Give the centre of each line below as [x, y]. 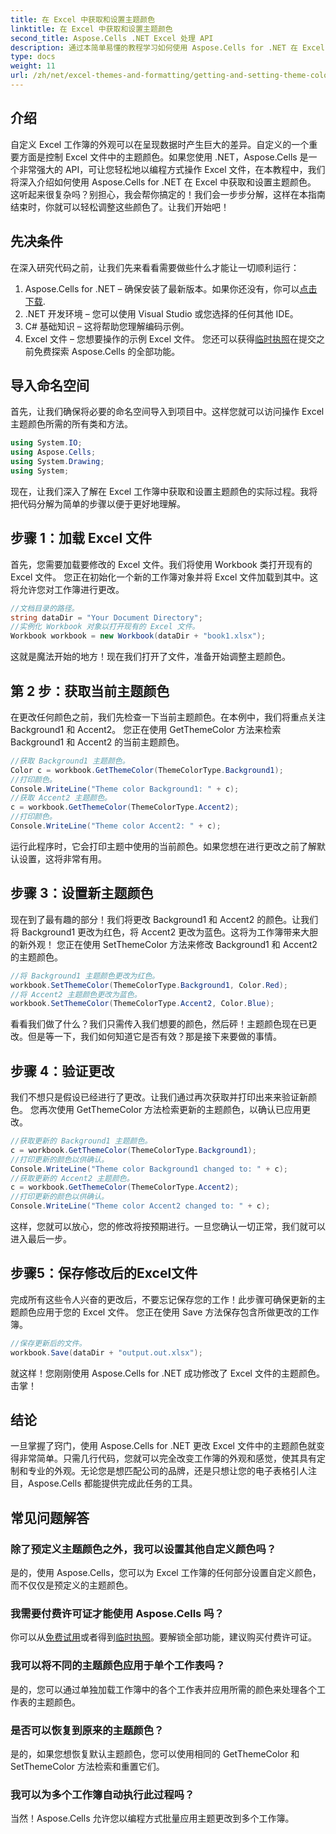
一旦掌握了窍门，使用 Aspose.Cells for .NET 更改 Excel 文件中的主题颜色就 [163, 1446]
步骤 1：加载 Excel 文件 [81, 538]
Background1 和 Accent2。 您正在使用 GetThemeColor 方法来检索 [146, 729]
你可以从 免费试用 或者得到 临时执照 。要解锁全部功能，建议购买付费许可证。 [163, 1637]
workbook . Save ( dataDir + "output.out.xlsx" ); [106, 1352]
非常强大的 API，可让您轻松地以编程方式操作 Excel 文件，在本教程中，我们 [172, 169]
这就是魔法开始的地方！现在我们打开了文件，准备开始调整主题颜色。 [150, 657]
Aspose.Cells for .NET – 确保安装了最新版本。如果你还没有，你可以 [162, 288]
